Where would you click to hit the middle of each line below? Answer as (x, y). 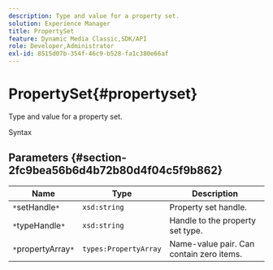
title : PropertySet (41, 31)
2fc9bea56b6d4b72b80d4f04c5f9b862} (116, 170)
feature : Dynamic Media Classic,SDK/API (78, 39)
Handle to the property (212, 220)
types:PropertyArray (122, 248)
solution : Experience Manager (60, 24)
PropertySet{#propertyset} (103, 94)
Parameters (39, 158)
